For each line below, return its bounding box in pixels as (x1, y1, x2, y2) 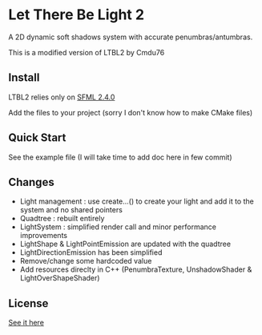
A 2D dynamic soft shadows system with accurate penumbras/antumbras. (8, 32, 253, 42)
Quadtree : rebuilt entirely (19, 214, 105, 224)
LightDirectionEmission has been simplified (19, 248, 163, 257)
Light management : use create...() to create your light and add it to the (19, 196, 254, 206)
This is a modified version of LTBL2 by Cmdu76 (8, 47, 165, 57)
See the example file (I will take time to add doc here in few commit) (8, 152, 232, 162)
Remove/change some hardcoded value (19, 256, 152, 266)
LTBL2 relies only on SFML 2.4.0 (8, 92, 115, 102)
